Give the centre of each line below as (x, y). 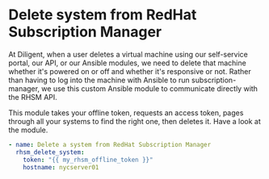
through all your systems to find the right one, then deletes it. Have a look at (134, 121)
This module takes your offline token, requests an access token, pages (126, 112)
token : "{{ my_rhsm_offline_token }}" (88, 160)
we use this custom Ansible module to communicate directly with (150, 88)
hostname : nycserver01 (61, 167)
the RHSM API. (33, 97)
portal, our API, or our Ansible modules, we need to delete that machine (127, 63)
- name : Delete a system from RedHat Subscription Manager (110, 144)
